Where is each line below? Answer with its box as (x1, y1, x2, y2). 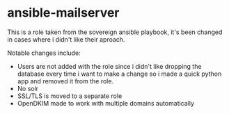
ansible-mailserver (7, 5, 120, 21)
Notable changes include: (7, 49, 81, 57)
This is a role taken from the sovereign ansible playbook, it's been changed (7, 28, 223, 36)
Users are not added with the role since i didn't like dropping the (17, 62, 202, 70)
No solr (17, 84, 39, 92)
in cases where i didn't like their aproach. (7, 35, 125, 43)
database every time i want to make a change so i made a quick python (17, 70, 222, 78)
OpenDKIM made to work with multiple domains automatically (17, 99, 195, 107)
